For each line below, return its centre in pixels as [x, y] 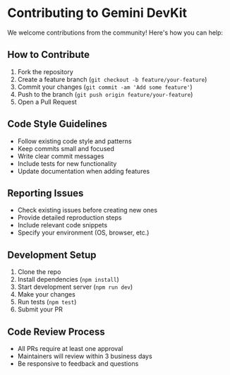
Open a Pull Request [47, 102]
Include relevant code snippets [62, 225]
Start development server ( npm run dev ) [75, 287]
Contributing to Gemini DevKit [97, 13]
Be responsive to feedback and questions [78, 364]
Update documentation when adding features [84, 171]
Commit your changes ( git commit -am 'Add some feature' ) [105, 87]
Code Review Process [56, 332]
